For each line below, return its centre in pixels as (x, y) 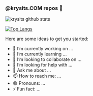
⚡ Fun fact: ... (26, 89)
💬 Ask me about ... (32, 70)
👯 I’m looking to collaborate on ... (47, 59)
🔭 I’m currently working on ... (43, 49)
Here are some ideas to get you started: (47, 39)
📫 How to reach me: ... (37, 76)
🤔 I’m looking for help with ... (42, 65)
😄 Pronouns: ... (29, 83)
